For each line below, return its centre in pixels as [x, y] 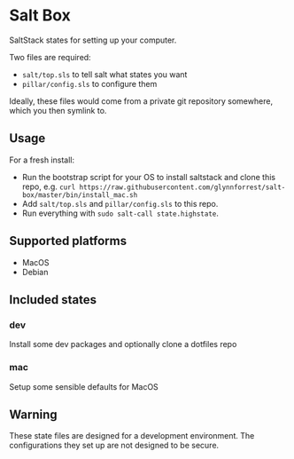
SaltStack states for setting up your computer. [93, 40]
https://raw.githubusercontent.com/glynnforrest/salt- [182, 187]
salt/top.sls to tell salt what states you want [104, 74]
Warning [33, 414]
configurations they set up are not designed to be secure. [114, 446]
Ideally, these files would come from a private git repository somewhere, [141, 101]
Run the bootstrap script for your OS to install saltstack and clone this [149, 177]
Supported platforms [68, 241]
